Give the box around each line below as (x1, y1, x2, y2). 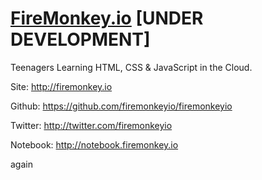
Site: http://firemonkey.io (10, 80, 113, 92)
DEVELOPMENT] (10, 28, 151, 51)
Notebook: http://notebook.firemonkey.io (10, 138, 179, 151)
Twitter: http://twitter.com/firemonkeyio (10, 119, 173, 131)
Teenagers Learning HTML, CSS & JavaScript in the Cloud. (10, 61, 253, 73)
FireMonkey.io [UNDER (10, 7, 204, 30)
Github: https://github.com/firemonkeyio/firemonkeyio (10, 100, 233, 112)
